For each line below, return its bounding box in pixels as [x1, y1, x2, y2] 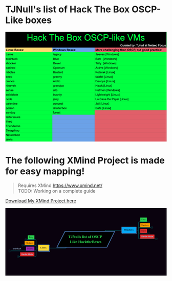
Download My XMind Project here [5, 198, 77, 204]
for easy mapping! [5, 166, 85, 177]
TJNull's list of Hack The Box [5, 4, 130, 15]
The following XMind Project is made [5, 155, 165, 167]
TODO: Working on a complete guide [17, 188, 96, 194]
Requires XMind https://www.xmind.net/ [17, 182, 103, 189]
